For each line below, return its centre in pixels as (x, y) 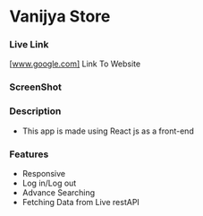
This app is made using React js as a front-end (108, 131)
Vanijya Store (60, 17)
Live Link (29, 45)
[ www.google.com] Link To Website (75, 64)
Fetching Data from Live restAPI (81, 202)
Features (29, 154)
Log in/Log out (49, 183)
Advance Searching (59, 193)
